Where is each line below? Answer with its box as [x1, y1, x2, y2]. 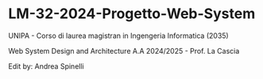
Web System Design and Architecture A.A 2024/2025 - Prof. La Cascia [8, 46, 240, 55]
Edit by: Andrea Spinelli [8, 61, 85, 71]
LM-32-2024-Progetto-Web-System [8, 5, 256, 23]
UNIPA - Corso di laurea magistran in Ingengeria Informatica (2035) [8, 31, 229, 40]
